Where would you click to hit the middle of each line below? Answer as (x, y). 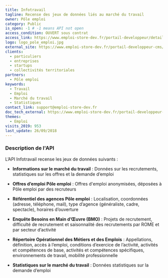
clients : (14, 51)
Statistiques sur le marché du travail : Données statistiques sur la (80, 265)
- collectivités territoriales (42, 70)
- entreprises (24, 61)
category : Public (23, 24)
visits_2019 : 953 (23, 126)
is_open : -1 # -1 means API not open (44, 28)
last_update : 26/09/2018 (31, 130)
